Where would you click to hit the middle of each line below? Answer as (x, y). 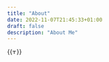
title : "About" (29, 13)
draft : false (26, 26)
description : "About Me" (43, 32)
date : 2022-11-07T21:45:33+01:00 (55, 20)
